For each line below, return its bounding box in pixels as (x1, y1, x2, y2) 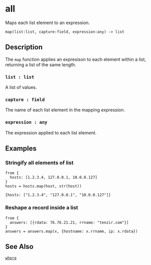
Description (5, 43, 43, 52)
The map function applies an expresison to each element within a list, (5, 56, 146, 62)
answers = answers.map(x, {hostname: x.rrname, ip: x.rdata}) (5, 229, 138, 234)
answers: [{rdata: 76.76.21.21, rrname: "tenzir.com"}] (10, 220, 129, 225)
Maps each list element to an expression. (5, 20, 90, 26)
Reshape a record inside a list (5, 204, 79, 211)
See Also (5, 242, 34, 251)
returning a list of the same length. (5, 61, 76, 68)
